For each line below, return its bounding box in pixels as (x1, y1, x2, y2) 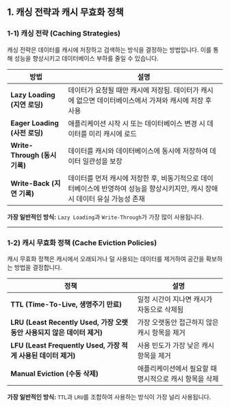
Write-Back (10, 179, 50, 188)
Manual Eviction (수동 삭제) (10, 369, 99, 378)
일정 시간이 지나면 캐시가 (137, 294, 213, 304)
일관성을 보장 (82, 156, 123, 166)
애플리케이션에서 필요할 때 (137, 363, 217, 373)
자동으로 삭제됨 (137, 304, 183, 314)
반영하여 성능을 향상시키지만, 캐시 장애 (101, 183, 218, 193)
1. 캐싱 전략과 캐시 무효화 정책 (7, 6, 125, 18)
